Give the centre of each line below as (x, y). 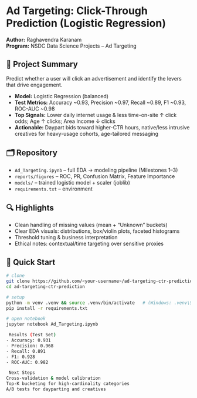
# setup (16, 297)
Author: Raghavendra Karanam (44, 39)
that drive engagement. (34, 85)
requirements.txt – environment (53, 189)
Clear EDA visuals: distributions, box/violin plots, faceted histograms (97, 231)
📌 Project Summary (42, 64)
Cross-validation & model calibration (53, 378)
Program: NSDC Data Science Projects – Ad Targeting (71, 46)
